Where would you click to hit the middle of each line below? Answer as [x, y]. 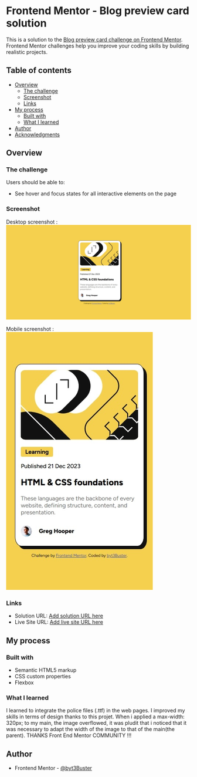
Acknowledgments [37, 134]
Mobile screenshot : [30, 329]
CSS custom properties [43, 677]
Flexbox [24, 683]
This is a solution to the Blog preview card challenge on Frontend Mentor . [94, 39]
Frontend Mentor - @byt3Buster [53, 768]
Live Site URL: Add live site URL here [59, 622]
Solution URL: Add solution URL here [59, 616]
